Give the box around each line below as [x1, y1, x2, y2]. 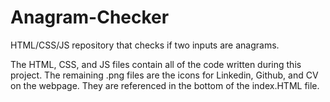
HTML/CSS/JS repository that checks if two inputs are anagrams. [10, 39, 280, 51]
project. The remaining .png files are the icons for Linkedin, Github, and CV [10, 69, 319, 81]
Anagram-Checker [10, 6, 170, 29]
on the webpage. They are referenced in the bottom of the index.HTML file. [10, 79, 320, 91]
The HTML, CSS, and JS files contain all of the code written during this [10, 58, 302, 70]
